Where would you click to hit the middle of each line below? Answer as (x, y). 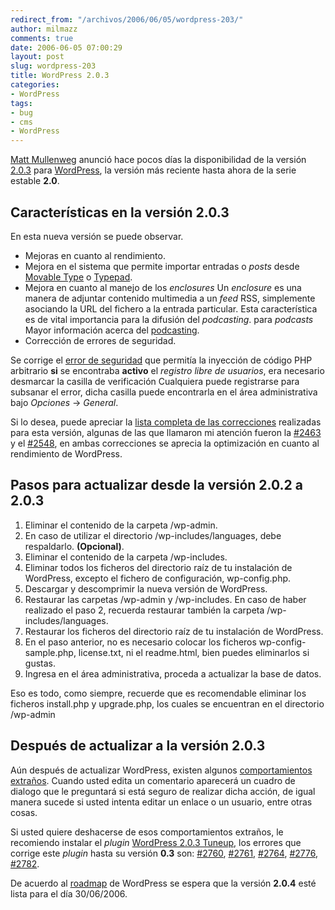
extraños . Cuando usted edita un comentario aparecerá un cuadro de (153, 780)
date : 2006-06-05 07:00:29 (66, 47)
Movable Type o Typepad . (78, 277)
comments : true (42, 38)
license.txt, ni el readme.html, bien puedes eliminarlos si (194, 652)
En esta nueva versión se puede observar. (97, 236)
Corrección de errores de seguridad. (100, 340)
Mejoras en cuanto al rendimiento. (95, 255)
